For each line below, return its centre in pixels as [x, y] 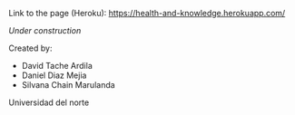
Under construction [45, 30]
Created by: [30, 48]
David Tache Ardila [57, 66]
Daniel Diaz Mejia [54, 75]
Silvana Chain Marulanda [68, 85]
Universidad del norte [49, 102]
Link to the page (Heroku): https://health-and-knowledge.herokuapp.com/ [147, 13]
